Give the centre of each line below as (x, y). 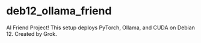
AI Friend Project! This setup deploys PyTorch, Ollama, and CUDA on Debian (101, 27)
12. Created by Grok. (32, 33)
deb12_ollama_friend (59, 11)
